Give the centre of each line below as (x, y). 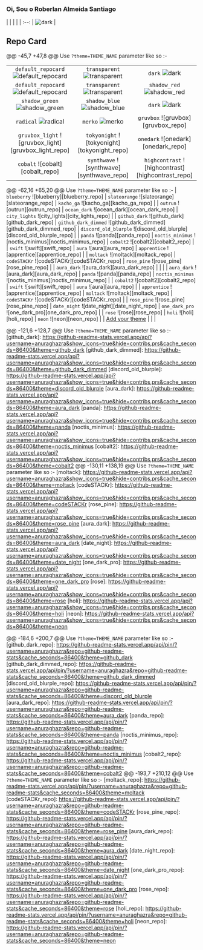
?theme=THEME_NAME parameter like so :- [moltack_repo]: (75, 780)
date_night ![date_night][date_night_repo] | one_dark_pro (124, 306)
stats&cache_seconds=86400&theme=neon (61, 941)
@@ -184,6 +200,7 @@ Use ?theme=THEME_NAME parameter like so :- (90, 638)
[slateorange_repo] (30, 203)
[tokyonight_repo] (103, 150)
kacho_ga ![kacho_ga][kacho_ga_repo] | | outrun (118, 203)
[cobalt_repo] (40, 171)
